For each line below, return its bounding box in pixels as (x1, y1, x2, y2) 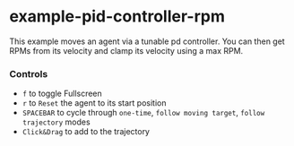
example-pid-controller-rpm (9, 6, 226, 27)
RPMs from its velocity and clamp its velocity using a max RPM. (9, 45, 244, 56)
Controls (9, 67, 48, 80)
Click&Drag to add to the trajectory (22, 126, 151, 137)
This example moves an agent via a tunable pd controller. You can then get (9, 36, 285, 47)
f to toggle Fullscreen (22, 88, 103, 99)
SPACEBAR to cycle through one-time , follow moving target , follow (22, 107, 265, 118)
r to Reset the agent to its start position (22, 98, 168, 108)
